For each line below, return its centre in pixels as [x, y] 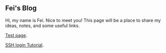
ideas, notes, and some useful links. [42, 25]
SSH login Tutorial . [24, 45]
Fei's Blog [21, 8]
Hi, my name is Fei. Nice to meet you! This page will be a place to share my [83, 20]
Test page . [16, 35]
